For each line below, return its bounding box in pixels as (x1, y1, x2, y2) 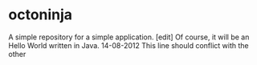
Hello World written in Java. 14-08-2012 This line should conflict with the (8, 40, 249, 50)
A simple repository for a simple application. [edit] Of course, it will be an (8, 32, 250, 42)
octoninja (8, 6, 73, 24)
